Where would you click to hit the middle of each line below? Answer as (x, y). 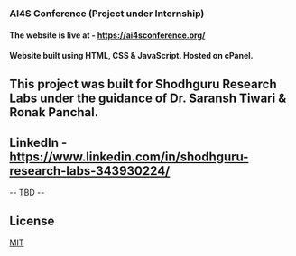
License (32, 220)
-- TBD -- (27, 193)
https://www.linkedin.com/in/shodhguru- (129, 156)
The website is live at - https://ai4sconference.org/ (107, 35)
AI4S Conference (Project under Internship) (107, 14)
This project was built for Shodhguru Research (143, 84)
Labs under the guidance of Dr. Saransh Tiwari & (148, 98)
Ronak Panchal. (54, 112)
